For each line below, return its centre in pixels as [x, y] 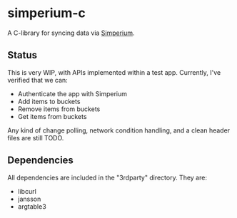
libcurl [27, 191]
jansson [29, 199]
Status [22, 55]
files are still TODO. [36, 137]
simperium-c [46, 13]
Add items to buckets [49, 101]
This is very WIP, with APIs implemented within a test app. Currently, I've [114, 72]
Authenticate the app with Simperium [72, 93]
